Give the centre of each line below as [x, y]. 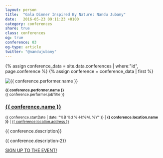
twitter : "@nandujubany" [31, 51]
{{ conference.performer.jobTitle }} [35, 94]
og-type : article [23, 47]
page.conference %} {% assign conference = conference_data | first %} [79, 71]
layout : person [21, 10]
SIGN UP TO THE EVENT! [31, 150]
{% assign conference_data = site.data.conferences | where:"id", [72, 66]
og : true [14, 38]
